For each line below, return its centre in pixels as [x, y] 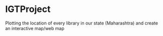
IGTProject [28, 9]
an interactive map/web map [35, 28]
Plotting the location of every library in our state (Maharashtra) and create [82, 23]
